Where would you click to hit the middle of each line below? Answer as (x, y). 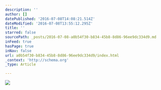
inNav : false (18, 51)
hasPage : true (20, 46)
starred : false (21, 32)
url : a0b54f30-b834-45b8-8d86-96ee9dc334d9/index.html (62, 55)
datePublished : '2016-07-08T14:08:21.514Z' (50, 19)
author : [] (16, 14)
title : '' (15, 28)
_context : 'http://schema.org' (37, 60)
